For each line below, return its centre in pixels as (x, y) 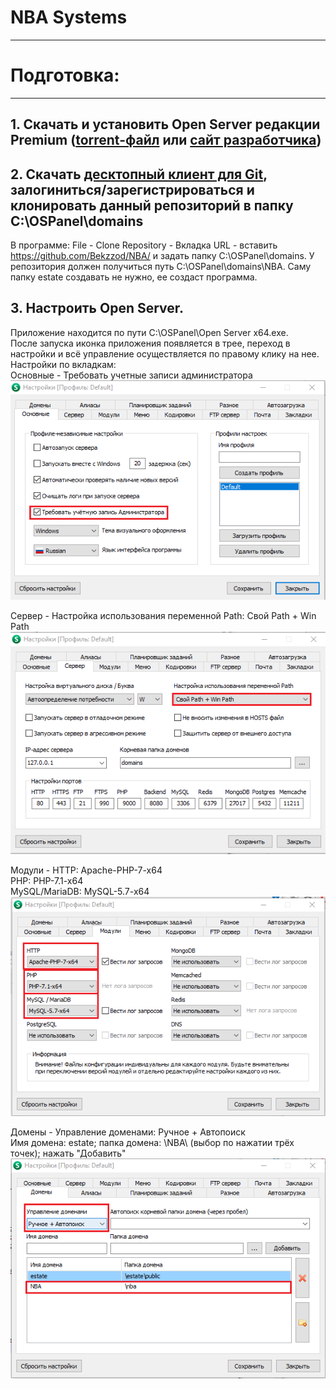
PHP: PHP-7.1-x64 (47, 880)
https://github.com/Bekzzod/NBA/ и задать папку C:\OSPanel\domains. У (162, 256)
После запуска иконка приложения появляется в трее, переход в (150, 343)
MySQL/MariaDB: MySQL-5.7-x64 (80, 891)
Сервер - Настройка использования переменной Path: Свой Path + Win (163, 616)
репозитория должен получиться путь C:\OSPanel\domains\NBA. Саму (161, 267)
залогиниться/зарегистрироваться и (132, 189)
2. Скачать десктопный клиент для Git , (139, 174)
